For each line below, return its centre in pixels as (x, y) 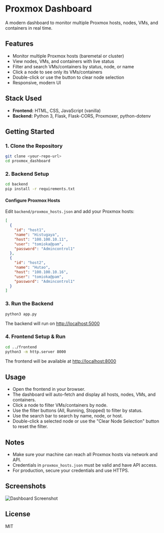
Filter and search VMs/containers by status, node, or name (73, 66)
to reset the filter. (30, 427)
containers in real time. (29, 28)
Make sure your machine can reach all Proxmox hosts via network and (85, 455)
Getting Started (30, 131)
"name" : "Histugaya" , (37, 235)
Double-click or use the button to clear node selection (68, 77)
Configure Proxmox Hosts (33, 200)
